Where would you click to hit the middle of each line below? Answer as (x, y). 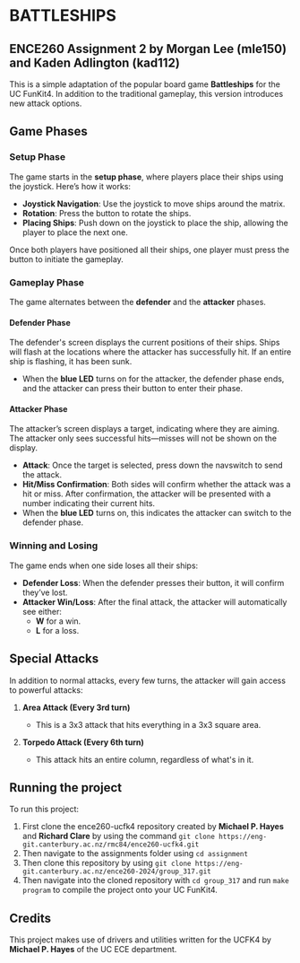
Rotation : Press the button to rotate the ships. (107, 213)
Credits (30, 918)
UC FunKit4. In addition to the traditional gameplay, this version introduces (146, 94)
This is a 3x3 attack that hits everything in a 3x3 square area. (148, 724)
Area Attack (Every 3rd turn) (76, 707)
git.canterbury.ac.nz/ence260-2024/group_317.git (117, 871)
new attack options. (46, 103)
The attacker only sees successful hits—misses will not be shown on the (143, 438)
